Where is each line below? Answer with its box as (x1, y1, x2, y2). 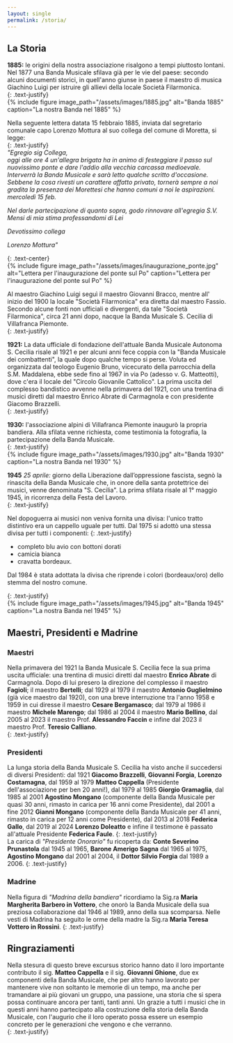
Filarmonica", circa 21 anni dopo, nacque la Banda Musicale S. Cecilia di (7, 312, 214, 320)
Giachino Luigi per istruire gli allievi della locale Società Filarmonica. (7, 83, 202, 91)
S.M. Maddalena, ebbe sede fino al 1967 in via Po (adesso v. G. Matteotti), (7, 370, 219, 378)
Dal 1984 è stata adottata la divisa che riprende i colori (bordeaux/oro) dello (7, 571, 224, 579)
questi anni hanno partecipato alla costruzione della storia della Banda (7, 1005, 209, 1014)
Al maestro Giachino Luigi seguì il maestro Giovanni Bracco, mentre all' (7, 290, 210, 298)
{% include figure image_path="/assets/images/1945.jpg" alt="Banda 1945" (7, 599, 225, 608)
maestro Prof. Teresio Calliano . (7, 723, 97, 731)
